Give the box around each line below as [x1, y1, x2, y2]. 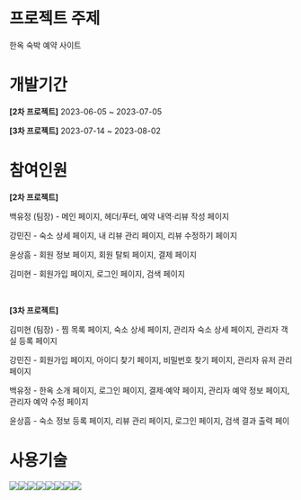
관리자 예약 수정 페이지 [9, 395, 89, 406]
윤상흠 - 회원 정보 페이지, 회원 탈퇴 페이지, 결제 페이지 [9, 249, 198, 259]
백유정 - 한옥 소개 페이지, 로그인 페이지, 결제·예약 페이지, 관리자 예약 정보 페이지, [9, 385, 290, 395]
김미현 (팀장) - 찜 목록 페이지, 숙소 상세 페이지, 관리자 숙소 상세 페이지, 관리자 [9, 323, 279, 334]
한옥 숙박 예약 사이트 [9, 40, 82, 50]
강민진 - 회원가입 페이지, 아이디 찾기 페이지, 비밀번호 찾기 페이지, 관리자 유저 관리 [9, 354, 293, 365]
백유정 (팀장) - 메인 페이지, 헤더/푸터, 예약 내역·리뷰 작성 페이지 [9, 211, 230, 222]
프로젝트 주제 [9, 8, 101, 29]
